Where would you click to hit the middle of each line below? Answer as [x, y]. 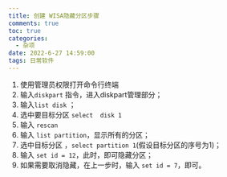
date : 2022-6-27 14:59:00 [51, 53]
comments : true [34, 23]
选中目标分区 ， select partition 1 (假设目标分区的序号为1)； [121, 145]
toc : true [25, 31]
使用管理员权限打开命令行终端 [69, 84]
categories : [28, 38]
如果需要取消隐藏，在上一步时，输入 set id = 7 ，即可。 [113, 165]
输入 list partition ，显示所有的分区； [85, 134]
